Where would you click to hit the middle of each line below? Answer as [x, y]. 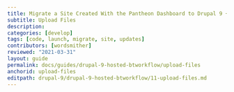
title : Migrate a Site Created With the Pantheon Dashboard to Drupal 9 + [118, 13]
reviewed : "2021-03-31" [42, 53]
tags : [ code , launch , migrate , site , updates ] [76, 39]
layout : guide [28, 59]
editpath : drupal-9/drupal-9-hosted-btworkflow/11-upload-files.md [107, 78]
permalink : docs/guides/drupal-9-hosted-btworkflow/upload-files [104, 65]
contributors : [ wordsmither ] [49, 46]
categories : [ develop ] [40, 33]
